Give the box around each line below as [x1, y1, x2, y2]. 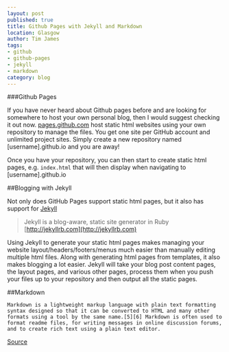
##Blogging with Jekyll [7, 184, 72, 192]
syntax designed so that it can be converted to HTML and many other [7, 307, 210, 315]
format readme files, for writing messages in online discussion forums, [7, 320, 223, 327]
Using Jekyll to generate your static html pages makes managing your [7, 239, 205, 247]
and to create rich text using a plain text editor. [7, 326, 161, 333]
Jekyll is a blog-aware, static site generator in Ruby [23, 218, 169, 226]
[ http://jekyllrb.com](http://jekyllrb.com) [23, 225, 137, 234]
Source [7, 338, 27, 346]
